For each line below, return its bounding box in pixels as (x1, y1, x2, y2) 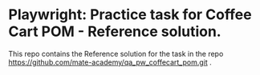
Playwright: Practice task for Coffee (8, 6, 252, 24)
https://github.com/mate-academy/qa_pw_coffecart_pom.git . (8, 57, 213, 67)
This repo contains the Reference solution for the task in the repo (8, 49, 224, 58)
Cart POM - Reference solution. (8, 22, 222, 41)
